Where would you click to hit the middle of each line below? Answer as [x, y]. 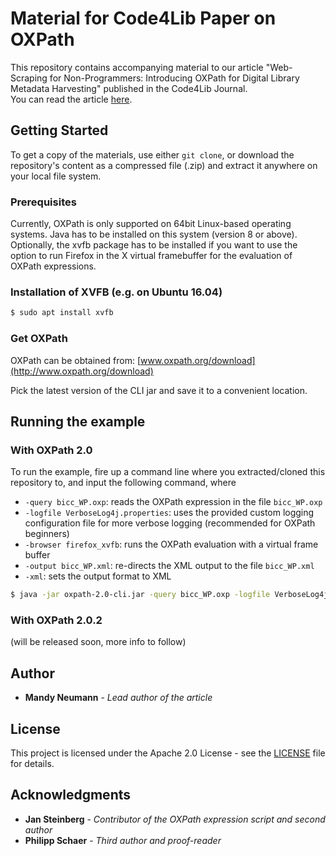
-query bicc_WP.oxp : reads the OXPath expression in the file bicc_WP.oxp [173, 502]
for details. [32, 763]
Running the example [78, 421]
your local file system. [56, 176]
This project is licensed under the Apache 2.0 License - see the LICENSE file [168, 753]
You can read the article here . [71, 99]
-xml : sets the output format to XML [98, 576]
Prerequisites [43, 202]
